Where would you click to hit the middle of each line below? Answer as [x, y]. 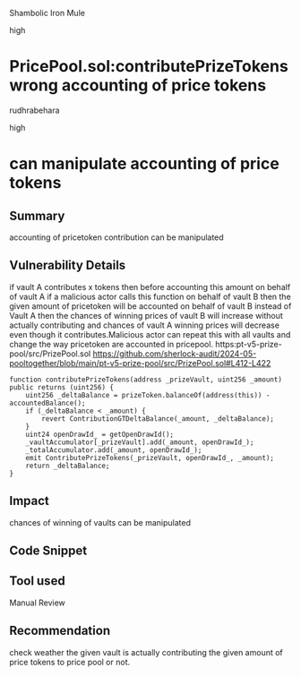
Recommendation [60, 631]
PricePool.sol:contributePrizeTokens [149, 67]
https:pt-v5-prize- [248, 344]
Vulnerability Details [68, 265]
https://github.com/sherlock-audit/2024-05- [175, 354]
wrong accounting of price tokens [138, 86]
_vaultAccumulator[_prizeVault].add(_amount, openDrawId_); [140, 442]
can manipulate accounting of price [144, 164]
